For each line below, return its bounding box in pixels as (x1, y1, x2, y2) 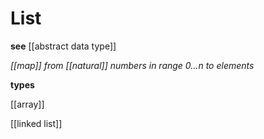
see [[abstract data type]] (10, 40, 117, 52)
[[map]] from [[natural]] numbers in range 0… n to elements (10, 59, 255, 71)
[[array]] (10, 98, 45, 110)
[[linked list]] (10, 117, 63, 129)
